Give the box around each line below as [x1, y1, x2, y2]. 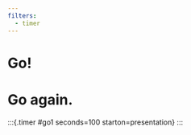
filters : [7, 11, 37, 20]
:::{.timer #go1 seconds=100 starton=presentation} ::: [7, 117, 183, 127]
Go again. [7, 90, 73, 108]
